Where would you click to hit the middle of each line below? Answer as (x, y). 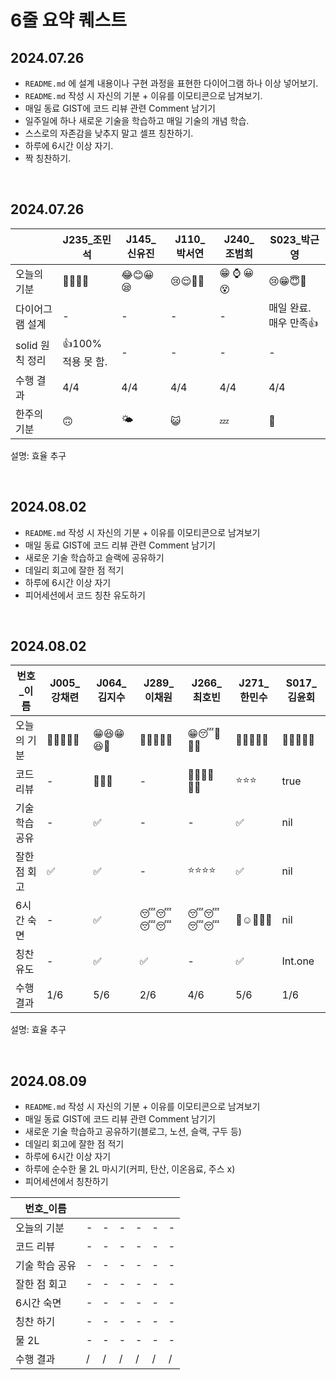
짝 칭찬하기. (48, 158)
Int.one (298, 961)
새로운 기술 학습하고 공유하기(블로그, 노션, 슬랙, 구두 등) (133, 1132)
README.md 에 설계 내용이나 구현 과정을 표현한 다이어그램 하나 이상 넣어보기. (171, 83)
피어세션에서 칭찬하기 (66, 1182)
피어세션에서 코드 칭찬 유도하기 (85, 595)
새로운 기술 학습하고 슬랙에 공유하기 (94, 557)
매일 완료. (290, 308)
